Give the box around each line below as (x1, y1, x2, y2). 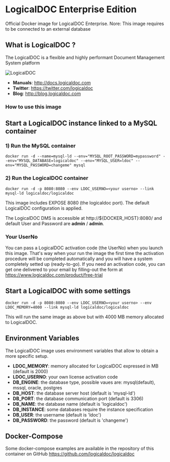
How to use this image (5, 103, 62, 110)
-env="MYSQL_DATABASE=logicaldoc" (5, 158, 79, 164)
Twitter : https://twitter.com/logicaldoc (12, 85, 93, 91)
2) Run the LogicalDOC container (5, 175, 88, 182)
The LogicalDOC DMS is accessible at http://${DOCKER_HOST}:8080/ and (5, 215, 162, 221)
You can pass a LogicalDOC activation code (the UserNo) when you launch (5, 244, 163, 251)
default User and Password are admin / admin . (5, 220, 104, 226)
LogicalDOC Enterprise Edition (5, 4, 137, 15)
